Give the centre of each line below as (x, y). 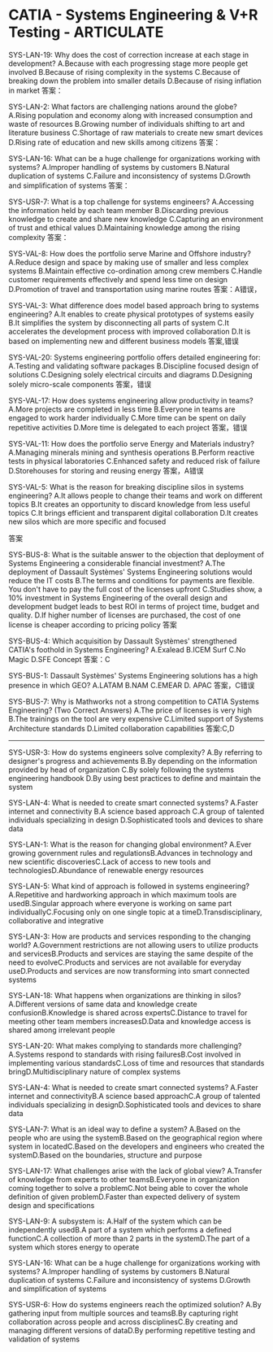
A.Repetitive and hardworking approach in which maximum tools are (123, 894)
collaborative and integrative (56, 920)
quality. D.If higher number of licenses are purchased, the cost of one (125, 615)
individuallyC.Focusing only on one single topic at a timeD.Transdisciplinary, (135, 912)
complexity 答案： (39, 237)
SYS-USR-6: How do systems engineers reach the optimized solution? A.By (135, 1304)
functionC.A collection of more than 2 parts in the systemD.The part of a (129, 1238)
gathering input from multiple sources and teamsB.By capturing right (123, 1313)
